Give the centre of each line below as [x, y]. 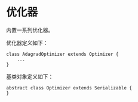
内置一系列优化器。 [30, 30]
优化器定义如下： [27, 43]
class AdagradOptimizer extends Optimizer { [62, 54]
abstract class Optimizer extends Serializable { [69, 88]
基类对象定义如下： [30, 76]
